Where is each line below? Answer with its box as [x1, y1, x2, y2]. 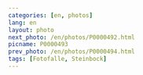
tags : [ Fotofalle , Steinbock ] [8, 55, 108, 63]
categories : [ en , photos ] [8, 11, 93, 20]
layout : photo [8, 26, 55, 34]
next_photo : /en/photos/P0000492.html [8, 33, 135, 41]
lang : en [8, 19, 37, 27]
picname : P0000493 [8, 41, 68, 48]
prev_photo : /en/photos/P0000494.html [8, 48, 135, 55]
